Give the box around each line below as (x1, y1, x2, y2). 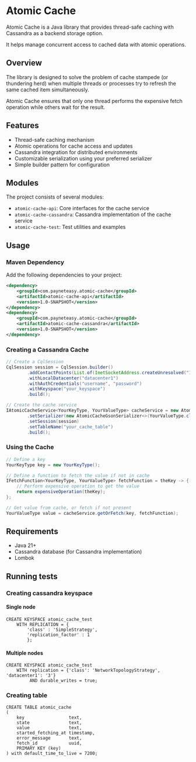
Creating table (6, 691, 48, 699)
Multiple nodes (6, 649, 44, 657)
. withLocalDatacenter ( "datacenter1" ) (27, 375, 118, 381)
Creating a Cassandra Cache (6, 346, 89, 354)
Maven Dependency (6, 258, 65, 266)
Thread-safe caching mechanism (14, 136, 94, 143)
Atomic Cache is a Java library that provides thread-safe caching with (6, 23, 174, 30)
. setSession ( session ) (27, 418, 80, 424)
